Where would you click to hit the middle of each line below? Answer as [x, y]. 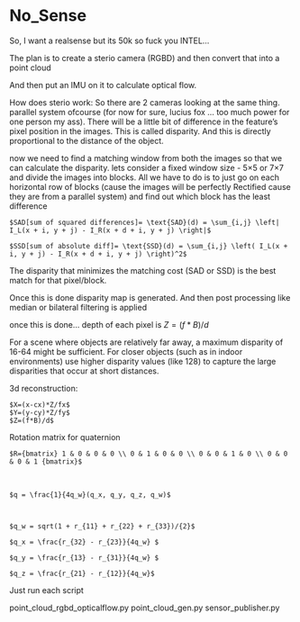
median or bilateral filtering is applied [78, 307]
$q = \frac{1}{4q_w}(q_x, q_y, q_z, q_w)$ [90, 495]
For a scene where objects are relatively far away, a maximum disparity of [146, 342]
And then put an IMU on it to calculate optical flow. [103, 85]
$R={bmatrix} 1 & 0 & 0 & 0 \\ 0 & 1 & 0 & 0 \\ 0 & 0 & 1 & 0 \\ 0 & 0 [149, 454]
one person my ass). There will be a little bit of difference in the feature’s [144, 122]
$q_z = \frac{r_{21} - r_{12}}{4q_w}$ [82, 573]
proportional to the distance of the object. [86, 140]
